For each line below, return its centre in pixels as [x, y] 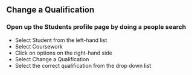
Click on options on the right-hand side [64, 53]
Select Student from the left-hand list [61, 40]
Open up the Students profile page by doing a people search [96, 27]
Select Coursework [39, 46]
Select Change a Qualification [52, 59]
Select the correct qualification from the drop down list [83, 65]
